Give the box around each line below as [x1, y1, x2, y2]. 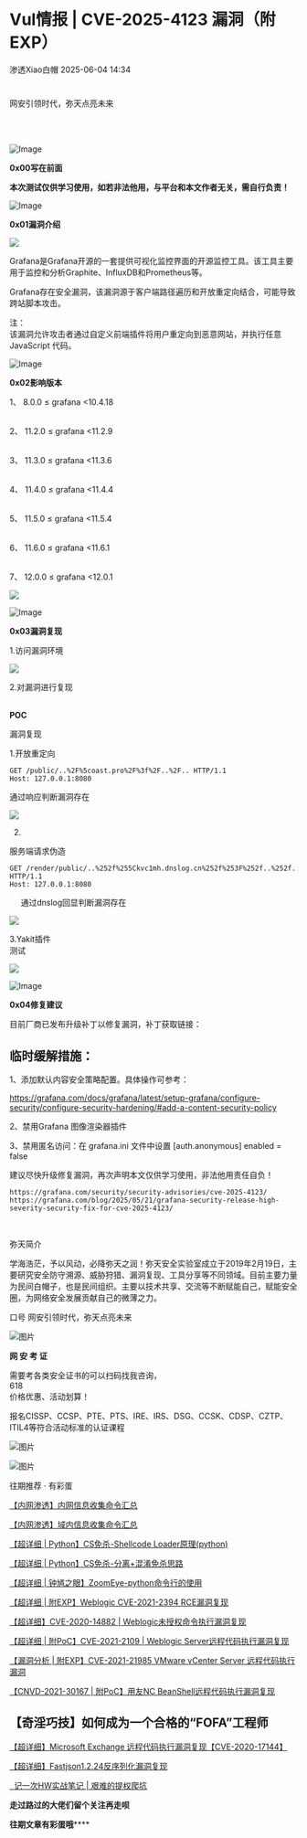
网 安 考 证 [9, 1350, 48, 1361]
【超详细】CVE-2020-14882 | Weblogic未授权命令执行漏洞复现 [9, 1616, 247, 1627]
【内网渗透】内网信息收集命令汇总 [9, 1499, 138, 1510]
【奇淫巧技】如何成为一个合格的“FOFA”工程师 [9, 1716, 269, 1731]
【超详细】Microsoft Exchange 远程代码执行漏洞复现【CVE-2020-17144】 [9, 1741, 288, 1752]
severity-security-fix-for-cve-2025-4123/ [9, 1204, 174, 1213]
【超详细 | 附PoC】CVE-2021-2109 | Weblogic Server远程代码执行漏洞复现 [9, 1635, 290, 1646]
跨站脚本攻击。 [9, 298, 66, 309]
